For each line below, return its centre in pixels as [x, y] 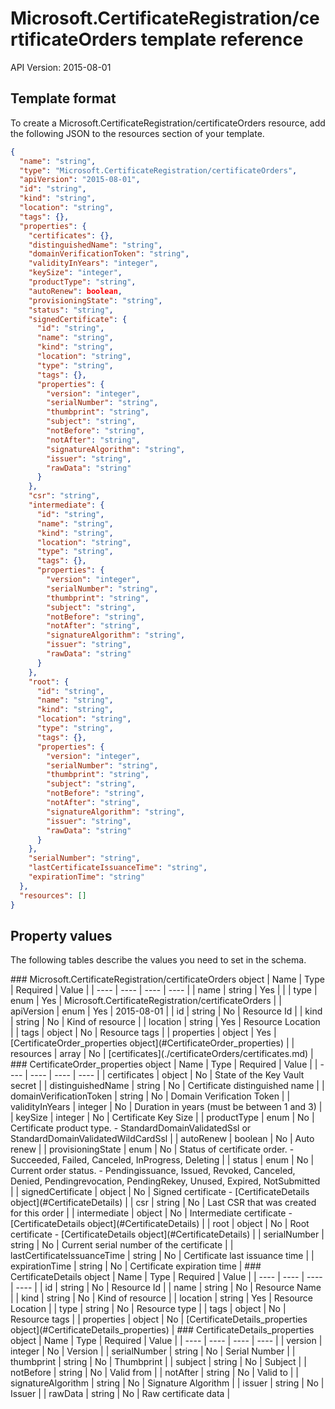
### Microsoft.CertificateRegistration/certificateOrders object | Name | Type [167, 979]
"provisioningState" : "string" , [95, 300]
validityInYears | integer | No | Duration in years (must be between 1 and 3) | [166, 1107]
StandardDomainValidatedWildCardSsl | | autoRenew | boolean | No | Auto [162, 1139]
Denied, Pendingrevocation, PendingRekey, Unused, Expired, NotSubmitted [165, 1181]
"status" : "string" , [71, 310]
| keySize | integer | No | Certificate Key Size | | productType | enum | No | [162, 1118]
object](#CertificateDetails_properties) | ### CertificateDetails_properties [162, 1330]
